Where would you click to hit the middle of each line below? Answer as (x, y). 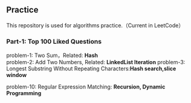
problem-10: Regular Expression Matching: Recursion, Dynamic (86, 87)
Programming (24, 93)
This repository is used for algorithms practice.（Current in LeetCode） (95, 25)
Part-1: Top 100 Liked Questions (54, 41)
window (17, 75)
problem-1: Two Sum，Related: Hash (52, 55)
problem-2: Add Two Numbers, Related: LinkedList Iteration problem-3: (96, 62)
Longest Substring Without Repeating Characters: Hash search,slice (91, 68)
